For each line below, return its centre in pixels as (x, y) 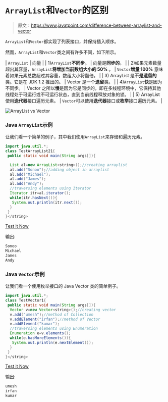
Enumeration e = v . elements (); (40, 333)
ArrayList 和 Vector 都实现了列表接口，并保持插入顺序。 (62, 41)
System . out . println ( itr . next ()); (47, 203)
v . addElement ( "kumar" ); (35, 324)
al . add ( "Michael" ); (30, 174)
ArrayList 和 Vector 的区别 (57, 10)
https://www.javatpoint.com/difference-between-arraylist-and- (97, 25)
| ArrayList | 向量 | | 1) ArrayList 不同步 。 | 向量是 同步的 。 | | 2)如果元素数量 (83, 63)
